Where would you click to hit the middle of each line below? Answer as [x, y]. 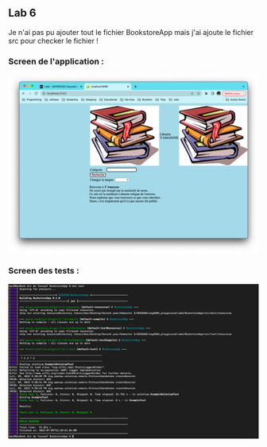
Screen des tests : [44, 271]
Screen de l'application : [56, 61]
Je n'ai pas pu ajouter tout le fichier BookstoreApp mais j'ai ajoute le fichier [131, 32]
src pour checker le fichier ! [54, 41]
